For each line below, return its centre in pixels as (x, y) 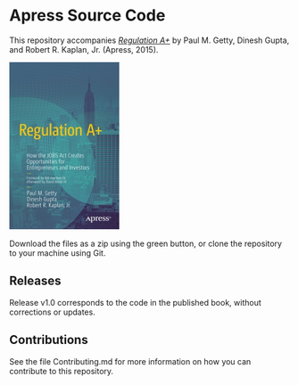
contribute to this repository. (62, 371)
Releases (35, 281)
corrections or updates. (52, 312)
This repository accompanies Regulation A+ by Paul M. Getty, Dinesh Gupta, (149, 40)
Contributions (49, 340)
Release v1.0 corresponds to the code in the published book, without (135, 302)
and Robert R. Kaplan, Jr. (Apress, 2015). (84, 49)
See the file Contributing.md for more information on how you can (130, 361)
